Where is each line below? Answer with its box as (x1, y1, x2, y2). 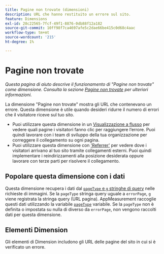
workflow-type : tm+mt (5, 30, 50, 35)
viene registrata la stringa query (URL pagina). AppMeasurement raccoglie (5, 196, 157, 202)
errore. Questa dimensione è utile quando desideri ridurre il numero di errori (5, 107, 159, 112)
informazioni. (5, 92, 32, 98)
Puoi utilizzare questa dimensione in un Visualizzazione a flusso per (12, 121, 150, 127)
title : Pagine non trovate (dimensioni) (5, 7, 90, 12)
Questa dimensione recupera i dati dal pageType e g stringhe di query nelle (5, 185, 155, 191)
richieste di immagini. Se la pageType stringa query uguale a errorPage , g (5, 190, 151, 196)
